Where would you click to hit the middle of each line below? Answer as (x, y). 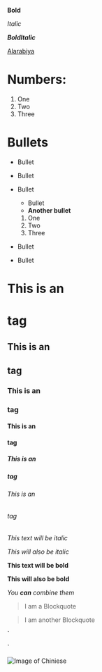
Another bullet (49, 210)
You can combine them (41, 592)
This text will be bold (38, 565)
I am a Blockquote (50, 606)
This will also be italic (38, 552)
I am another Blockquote (60, 620)
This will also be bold (38, 579)
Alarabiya (21, 51)
